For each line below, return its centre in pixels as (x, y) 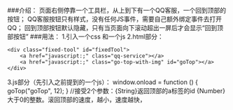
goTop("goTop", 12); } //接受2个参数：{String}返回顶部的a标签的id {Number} (116, 91)
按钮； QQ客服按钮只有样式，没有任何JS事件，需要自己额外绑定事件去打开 (115, 19)
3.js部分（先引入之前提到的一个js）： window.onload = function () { (103, 82)
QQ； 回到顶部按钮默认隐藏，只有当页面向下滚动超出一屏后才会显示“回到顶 (115, 28)
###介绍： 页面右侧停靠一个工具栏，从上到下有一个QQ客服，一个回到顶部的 (116, 10)
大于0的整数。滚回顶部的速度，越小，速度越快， (77, 99)
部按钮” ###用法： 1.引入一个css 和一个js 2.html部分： (85, 36)
